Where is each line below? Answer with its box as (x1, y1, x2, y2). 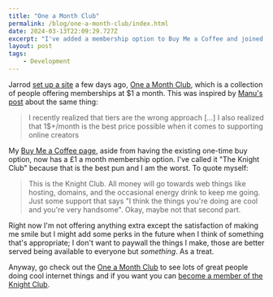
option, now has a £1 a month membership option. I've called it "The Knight (8, 154, 260, 164)
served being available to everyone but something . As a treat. (8, 246, 214, 256)
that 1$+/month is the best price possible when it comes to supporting (28, 121, 264, 131)
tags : (8, 50, 27, 58)
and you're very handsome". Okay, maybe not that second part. (28, 204, 241, 214)
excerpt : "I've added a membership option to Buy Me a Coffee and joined (8, 34, 264, 43)
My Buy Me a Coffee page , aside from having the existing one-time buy (8, 146, 248, 155)
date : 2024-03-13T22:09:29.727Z (8, 27, 118, 35)
